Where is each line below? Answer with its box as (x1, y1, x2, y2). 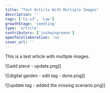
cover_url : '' (5, 40, 35, 45)
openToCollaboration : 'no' (5, 35, 61, 40)
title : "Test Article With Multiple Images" (5, 7, 99, 12)
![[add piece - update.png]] (5, 63, 61, 69)
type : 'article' (5, 26, 39, 31)
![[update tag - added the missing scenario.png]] (5, 82, 106, 88)
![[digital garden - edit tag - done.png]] (5, 73, 85, 79)
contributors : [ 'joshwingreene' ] (5, 30, 75, 35)
